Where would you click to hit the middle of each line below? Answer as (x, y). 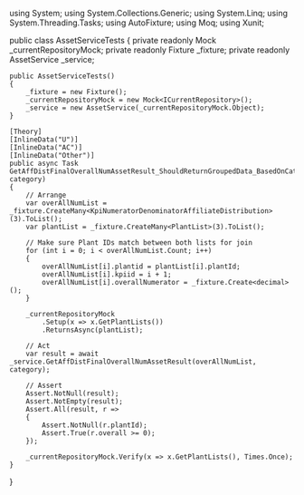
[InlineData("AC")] (46, 148)
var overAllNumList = (66, 203)
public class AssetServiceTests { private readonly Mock (113, 40)
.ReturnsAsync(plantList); (93, 330)
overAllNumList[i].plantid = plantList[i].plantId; (142, 267)
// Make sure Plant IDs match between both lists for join (139, 243)
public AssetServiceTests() (62, 76)
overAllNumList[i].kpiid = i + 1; (107, 275)
